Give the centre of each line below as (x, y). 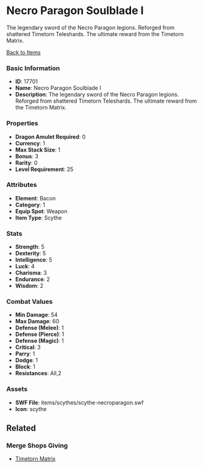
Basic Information (33, 68)
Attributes (22, 185)
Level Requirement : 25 (44, 169)
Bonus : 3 (27, 156)
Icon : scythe (31, 409)
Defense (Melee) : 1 (39, 328)
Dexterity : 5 (30, 254)
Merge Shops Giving (37, 445)
